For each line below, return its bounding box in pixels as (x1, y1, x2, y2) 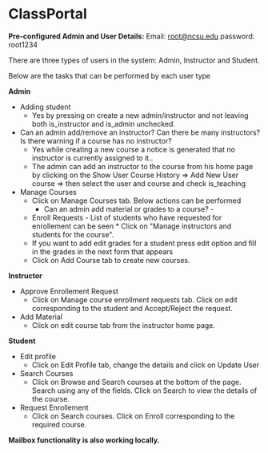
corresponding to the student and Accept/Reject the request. (31, 303, 234, 313)
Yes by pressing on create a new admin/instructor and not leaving (31, 110, 249, 120)
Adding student (19, 102, 71, 111)
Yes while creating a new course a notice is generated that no (31, 144, 236, 154)
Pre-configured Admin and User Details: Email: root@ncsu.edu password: (8, 31, 255, 41)
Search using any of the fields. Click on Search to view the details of (31, 386, 258, 395)
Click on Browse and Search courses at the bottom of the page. (31, 377, 242, 386)
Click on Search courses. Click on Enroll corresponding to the (31, 411, 235, 421)
